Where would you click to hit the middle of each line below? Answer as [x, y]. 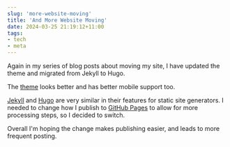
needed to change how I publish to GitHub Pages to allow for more [103, 108]
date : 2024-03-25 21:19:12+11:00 [56, 26]
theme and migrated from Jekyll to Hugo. [66, 73]
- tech [17, 40]
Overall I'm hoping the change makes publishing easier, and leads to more [114, 129]
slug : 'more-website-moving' [49, 14]
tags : [15, 33]
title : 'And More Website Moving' [58, 20]
